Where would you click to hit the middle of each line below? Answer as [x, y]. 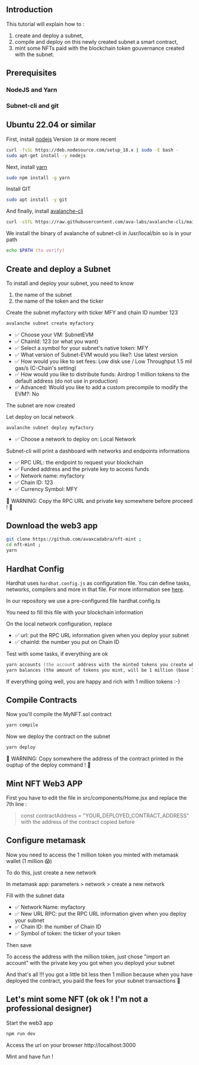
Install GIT [18, 189]
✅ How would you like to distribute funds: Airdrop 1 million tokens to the [102, 374]
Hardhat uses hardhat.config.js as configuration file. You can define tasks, [99, 583]
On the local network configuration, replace [59, 624]
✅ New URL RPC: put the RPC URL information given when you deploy [100, 913]
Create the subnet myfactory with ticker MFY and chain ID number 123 [92, 312]
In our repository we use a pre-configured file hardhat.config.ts [84, 601]
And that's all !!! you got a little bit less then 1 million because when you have [99, 974]
